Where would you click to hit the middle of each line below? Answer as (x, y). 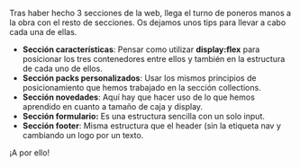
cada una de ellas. (43, 32)
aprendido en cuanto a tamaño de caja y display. (113, 106)
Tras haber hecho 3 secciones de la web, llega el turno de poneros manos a (150, 13)
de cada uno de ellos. (63, 68)
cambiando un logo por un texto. (83, 135)
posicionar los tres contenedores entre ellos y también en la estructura (154, 59)
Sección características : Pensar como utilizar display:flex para (141, 49)
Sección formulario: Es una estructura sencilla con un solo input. (144, 116)
